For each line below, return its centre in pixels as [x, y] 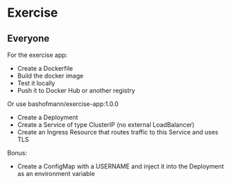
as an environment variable [56, 174]
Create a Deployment [48, 117]
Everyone [28, 38]
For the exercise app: [37, 55]
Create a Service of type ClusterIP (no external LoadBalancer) [106, 125]
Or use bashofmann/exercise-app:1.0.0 [63, 104]
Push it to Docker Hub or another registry [76, 90]
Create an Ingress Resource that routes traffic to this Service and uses [118, 132]
